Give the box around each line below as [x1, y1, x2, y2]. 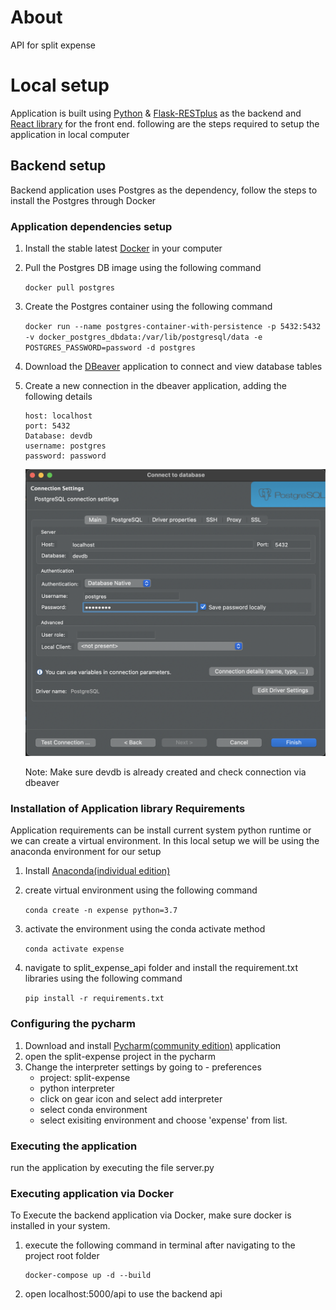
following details [24, 390, 93, 402]
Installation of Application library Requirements [10, 802, 246, 815]
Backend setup [10, 157, 107, 175]
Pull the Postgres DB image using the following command [24, 261, 262, 273]
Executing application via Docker [10, 1186, 174, 1200]
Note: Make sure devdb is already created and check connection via [24, 766, 307, 778]
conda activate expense [24, 944, 125, 955]
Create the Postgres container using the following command [24, 300, 273, 312]
